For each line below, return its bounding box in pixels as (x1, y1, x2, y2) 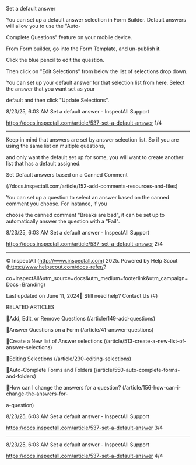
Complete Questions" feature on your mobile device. (6, 34, 132, 40)
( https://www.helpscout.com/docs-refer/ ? (6, 263, 107, 270)
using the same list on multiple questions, (6, 143, 106, 149)
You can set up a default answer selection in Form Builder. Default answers (6, 16, 187, 23)
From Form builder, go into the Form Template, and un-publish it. (6, 45, 162, 52)
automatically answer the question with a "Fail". (6, 218, 120, 225)
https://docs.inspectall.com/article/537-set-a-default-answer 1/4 (6, 119, 162, 126)
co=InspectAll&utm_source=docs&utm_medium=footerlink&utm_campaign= (6, 275, 188, 281)
